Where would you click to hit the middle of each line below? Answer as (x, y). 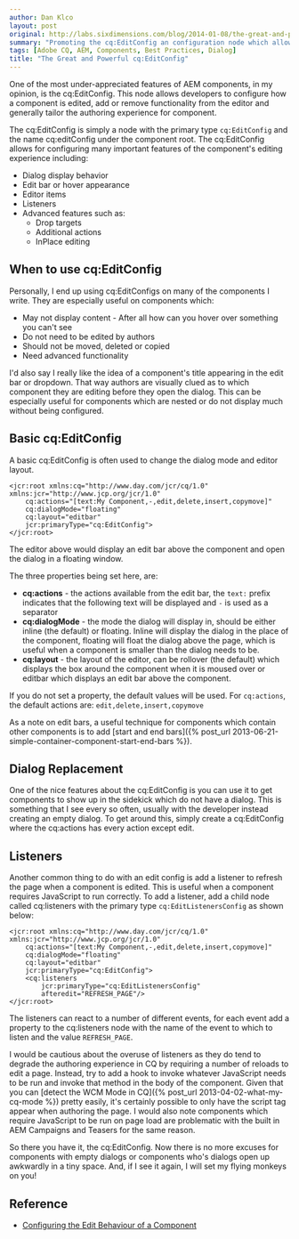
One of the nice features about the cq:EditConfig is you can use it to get (141, 790)
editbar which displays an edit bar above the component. (126, 678)
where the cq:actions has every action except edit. (102, 828)
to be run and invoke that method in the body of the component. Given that (146, 1083)
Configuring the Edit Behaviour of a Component (109, 1226)
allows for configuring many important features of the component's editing (146, 149)
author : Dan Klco (41, 17)
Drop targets (58, 223)
